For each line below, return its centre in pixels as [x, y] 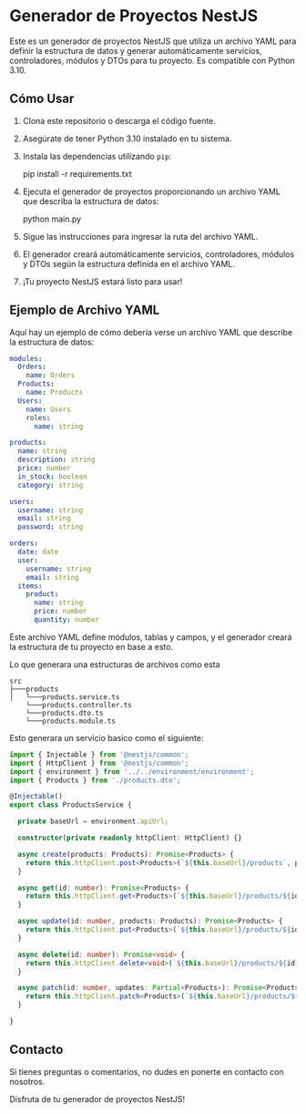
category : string [51, 485]
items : [30, 586]
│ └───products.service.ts [65, 697]
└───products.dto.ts [65, 713]
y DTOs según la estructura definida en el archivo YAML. [128, 263]
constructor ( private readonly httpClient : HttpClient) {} [130, 838]
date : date [38, 552]
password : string [51, 527]
